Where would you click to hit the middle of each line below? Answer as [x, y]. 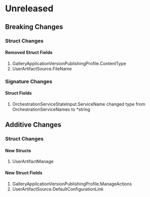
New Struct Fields [24, 172]
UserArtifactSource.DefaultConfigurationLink [58, 189]
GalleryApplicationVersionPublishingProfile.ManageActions [72, 184]
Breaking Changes [34, 27]
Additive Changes [33, 125]
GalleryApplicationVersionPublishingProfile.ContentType [69, 63]
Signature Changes [29, 81]
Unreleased [29, 9]
